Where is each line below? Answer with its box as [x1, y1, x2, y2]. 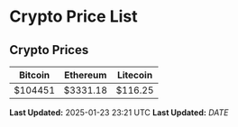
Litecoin [116, 69, 153, 81]
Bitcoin [19, 69, 50, 81]
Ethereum [64, 69, 107, 81]
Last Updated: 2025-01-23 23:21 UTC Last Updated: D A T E [9, 107, 229, 118]
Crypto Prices [9, 42, 89, 58]
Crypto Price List [9, 6, 138, 27]
